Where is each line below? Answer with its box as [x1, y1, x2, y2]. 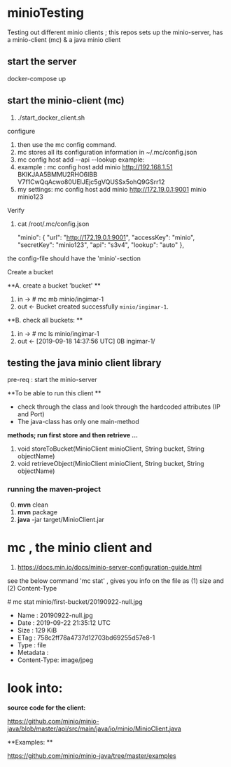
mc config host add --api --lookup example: [17, 155, 145, 164]
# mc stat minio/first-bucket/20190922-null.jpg [7, 597, 143, 606]
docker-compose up [7, 74, 66, 83]
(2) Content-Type [7, 584, 57, 592]
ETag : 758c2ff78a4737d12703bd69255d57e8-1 [17, 633, 155, 642]
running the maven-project [7, 484, 101, 494]
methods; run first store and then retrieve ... [7, 431, 139, 439]
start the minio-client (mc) [7, 94, 125, 106]
